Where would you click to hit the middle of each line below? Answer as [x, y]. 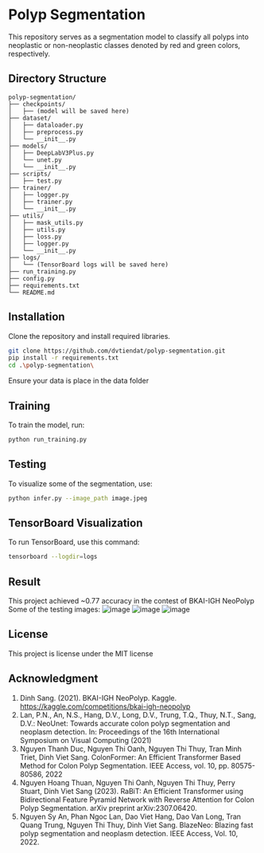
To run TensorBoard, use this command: [74, 542]
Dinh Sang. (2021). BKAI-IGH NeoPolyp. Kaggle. [98, 698]
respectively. [29, 53]
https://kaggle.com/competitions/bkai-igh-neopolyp [105, 706]
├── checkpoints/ [37, 104]
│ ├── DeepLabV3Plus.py [51, 153]
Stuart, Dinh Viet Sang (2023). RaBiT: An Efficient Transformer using [132, 791]
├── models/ [28, 146]
